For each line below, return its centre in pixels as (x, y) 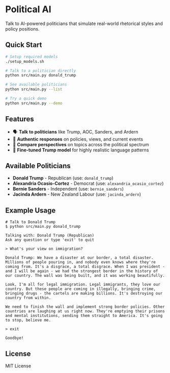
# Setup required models (32, 57)
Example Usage (31, 210)
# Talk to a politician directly (41, 71)
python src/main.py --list (34, 89)
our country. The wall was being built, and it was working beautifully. (85, 276)
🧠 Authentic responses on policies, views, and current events (78, 139)
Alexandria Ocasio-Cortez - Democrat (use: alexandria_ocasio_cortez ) (88, 183)
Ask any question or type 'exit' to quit (50, 240)
